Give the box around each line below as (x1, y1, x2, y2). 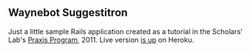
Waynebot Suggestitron (8, 6, 129, 19)
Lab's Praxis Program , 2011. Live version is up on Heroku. (8, 35, 195, 44)
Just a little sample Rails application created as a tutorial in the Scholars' (8, 26, 243, 36)
